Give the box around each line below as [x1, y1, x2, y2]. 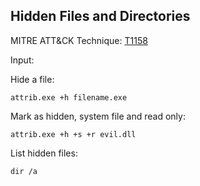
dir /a [10, 166, 38, 176]
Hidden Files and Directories [10, 8, 191, 25]
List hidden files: [10, 147, 78, 159]
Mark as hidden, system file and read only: [10, 110, 186, 122]
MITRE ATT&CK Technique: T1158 [10, 34, 148, 46]
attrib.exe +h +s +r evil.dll [10, 129, 137, 139]
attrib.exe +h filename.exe [10, 92, 128, 103]
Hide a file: [10, 73, 55, 85]
